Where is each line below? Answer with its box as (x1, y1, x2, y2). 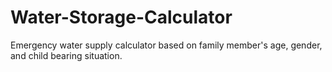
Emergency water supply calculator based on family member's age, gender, (10, 39, 323, 51)
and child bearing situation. (10, 49, 123, 61)
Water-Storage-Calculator (10, 6, 233, 29)
